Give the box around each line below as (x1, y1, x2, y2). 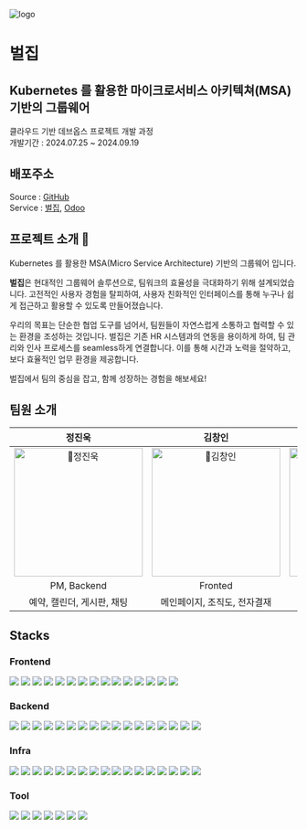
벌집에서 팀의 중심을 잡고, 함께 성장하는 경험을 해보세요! (9, 373, 207, 384)
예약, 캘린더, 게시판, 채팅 (28, 596, 128, 609)
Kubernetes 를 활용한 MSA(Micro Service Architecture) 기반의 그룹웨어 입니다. (9, 257, 297, 269)
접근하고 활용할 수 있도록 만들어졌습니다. (18, 300, 164, 311)
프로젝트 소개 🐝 (9, 231, 90, 247)
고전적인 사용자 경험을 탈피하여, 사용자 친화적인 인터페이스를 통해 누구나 (28, 288, 285, 299)
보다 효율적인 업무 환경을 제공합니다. (9, 353, 139, 365)
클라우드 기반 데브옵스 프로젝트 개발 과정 (9, 126, 153, 136)
